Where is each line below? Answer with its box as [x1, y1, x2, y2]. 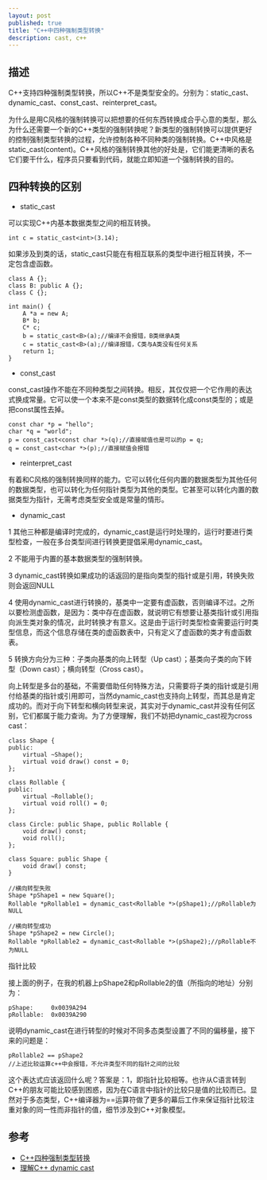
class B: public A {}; [8, 282, 83, 290]
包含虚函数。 [14, 259, 57, 268]
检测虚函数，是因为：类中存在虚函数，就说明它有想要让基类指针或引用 [21, 607, 252, 617]
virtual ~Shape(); [22, 750, 83, 758]
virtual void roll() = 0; [22, 799, 109, 808]
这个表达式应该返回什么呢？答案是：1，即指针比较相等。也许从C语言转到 [8, 1075, 246, 1085]
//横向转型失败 [8, 884, 52, 892]
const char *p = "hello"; [8, 420, 94, 428]
